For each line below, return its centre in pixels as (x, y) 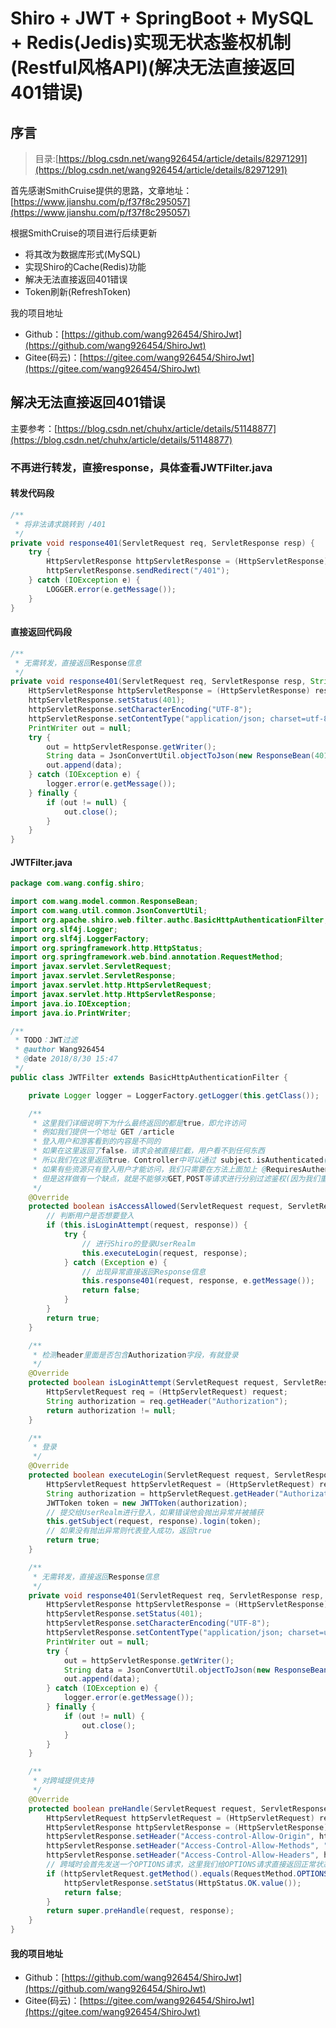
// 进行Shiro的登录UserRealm (138, 1243)
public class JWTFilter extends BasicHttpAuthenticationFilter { (149, 1077)
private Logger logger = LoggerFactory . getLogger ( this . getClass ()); (174, 1095)
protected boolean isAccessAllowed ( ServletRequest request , (156, 1207)
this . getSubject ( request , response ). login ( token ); (154, 1522)
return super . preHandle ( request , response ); (140, 1911)
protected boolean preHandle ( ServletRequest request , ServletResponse (178, 1808)
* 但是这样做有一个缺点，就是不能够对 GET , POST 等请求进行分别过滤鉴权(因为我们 (176, 1178)
